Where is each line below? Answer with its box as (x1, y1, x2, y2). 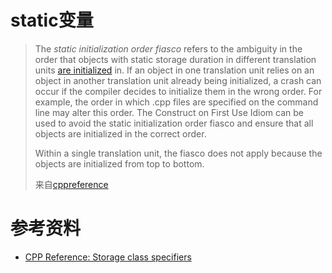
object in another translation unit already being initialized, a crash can (34, 74, 322, 86)
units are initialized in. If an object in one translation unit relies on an (34, 64, 315, 76)
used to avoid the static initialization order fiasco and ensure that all (34, 117, 314, 129)
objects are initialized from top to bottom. (34, 157, 205, 170)
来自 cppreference (34, 178, 109, 190)
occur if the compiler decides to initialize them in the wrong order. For (34, 85, 323, 97)
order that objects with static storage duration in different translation (34, 53, 317, 65)
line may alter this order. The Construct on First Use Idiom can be (34, 106, 304, 118)
